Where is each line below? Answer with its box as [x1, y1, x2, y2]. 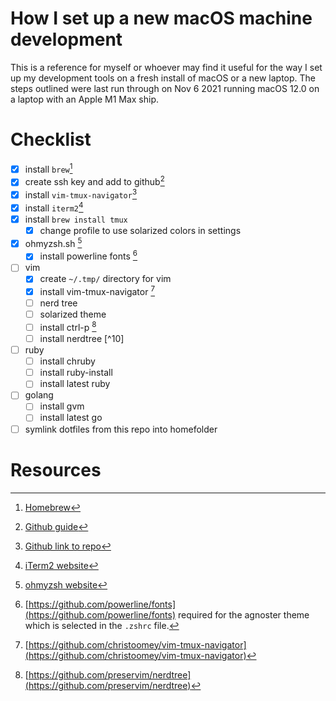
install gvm [39, 400, 85, 412]
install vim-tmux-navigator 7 [39, 284, 155, 298]
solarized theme [39, 308, 107, 321]
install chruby [39, 355, 96, 367]
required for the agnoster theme [178, 608, 310, 621]
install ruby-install [39, 367, 113, 379]
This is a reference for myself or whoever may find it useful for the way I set [10, 61, 323, 73]
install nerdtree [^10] [39, 333, 125, 344]
